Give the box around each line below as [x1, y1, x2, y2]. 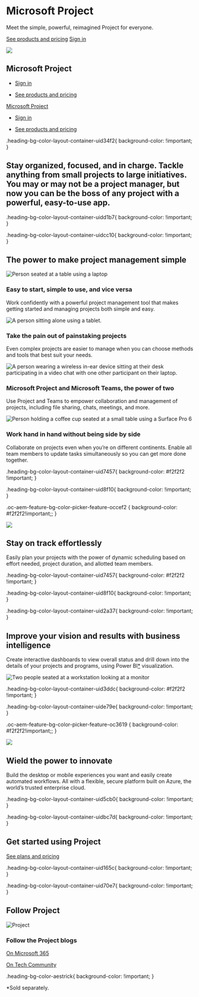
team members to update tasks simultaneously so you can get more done [6, 450, 187, 457]
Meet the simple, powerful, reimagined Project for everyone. [6, 24, 154, 31]
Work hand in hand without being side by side [6, 430, 141, 438]
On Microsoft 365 [6, 949, 49, 957]
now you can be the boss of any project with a [6, 188, 179, 198]
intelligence [6, 640, 51, 650]
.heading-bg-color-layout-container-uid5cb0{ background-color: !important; [6, 796, 194, 803]
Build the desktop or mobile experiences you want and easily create [6, 771, 172, 778]
